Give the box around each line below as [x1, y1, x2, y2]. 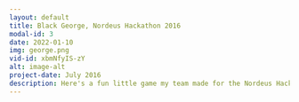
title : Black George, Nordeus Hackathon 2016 [9, 21, 181, 30]
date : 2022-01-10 [9, 37, 74, 47]
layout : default [9, 12, 69, 22]
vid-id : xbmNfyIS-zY [9, 54, 86, 63]
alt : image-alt [9, 63, 66, 72]
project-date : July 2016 [9, 71, 101, 80]
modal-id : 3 [9, 29, 53, 38]
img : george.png [9, 46, 69, 55]
